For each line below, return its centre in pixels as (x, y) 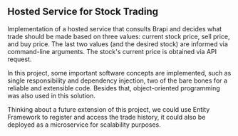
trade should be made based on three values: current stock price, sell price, (119, 36)
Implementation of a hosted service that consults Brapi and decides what (115, 28)
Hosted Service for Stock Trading (83, 12)
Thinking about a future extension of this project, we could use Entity (109, 109)
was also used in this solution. (52, 95)
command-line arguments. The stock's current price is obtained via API (112, 51)
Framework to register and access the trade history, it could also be (107, 117)
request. (20, 59)
